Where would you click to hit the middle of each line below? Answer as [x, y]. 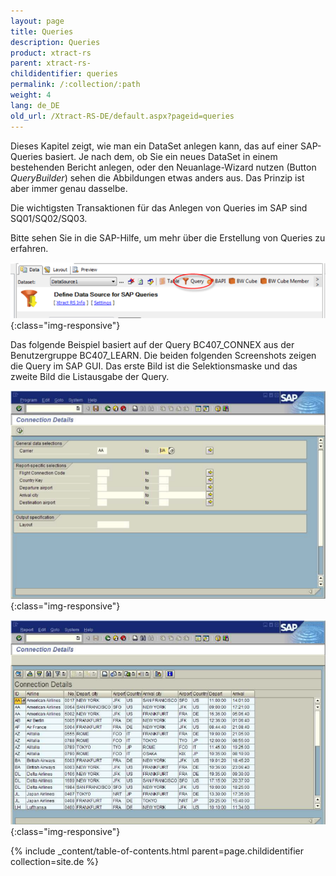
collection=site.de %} [55, 861]
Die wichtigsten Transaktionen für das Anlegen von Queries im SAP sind [159, 207]
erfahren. [29, 248]
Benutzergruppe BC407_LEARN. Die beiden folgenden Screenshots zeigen [163, 356]
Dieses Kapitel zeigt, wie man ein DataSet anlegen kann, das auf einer [154, 146]
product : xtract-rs [51, 53]
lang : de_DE [35, 105]
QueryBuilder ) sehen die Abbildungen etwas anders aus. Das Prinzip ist [157, 177]
